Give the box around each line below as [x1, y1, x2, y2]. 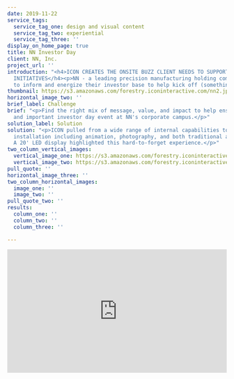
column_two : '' [13, 217, 58, 224]
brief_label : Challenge [7, 101, 77, 108]
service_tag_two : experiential [13, 29, 104, 37]
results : [7, 204, 33, 211]
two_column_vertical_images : [7, 146, 92, 153]
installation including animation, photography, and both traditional [13, 133, 223, 140]
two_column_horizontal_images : [7, 178, 98, 185]
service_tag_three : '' [13, 36, 79, 43]
